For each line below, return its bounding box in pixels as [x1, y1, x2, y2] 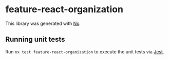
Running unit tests [5, 35, 65, 44]
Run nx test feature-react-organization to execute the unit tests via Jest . [5, 48, 164, 54]
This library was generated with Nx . [5, 20, 81, 26]
